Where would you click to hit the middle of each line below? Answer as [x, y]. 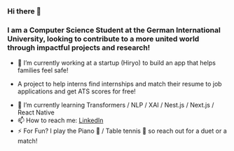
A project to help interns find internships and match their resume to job [119, 84]
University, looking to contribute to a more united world [103, 39]
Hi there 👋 [25, 11]
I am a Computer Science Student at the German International [114, 29]
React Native [36, 112]
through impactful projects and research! [79, 47]
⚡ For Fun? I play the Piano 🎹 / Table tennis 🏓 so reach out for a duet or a [122, 131]
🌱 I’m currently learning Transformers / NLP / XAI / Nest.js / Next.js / [116, 105]
